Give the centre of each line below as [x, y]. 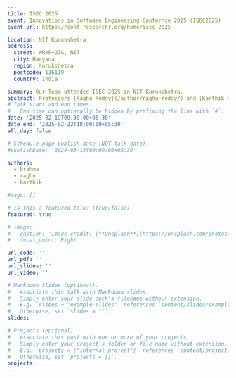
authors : [20, 163]
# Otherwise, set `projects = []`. [63, 357]
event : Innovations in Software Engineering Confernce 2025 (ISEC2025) [114, 20]
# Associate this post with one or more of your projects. [99, 337]
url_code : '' [26, 253]
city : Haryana [34, 59]
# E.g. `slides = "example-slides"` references [81, 305]
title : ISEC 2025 [33, 14]
